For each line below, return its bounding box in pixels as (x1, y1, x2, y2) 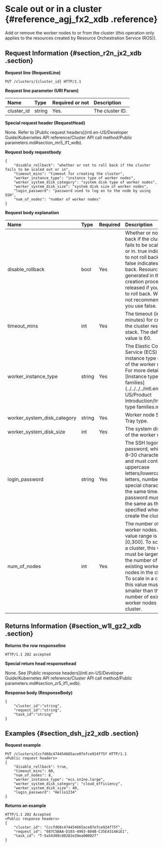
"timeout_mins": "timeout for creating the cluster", (14, 171, 125, 176)
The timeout (125, 310, 153, 317)
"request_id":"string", (14, 707, 62, 713)
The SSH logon (125, 439, 160, 446)
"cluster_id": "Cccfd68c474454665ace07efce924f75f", (14, 825, 123, 830)
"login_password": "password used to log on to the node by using (14, 188, 151, 193)
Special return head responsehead (5, 661, 77, 666)
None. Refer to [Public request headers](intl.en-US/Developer (5, 129, 129, 135)
